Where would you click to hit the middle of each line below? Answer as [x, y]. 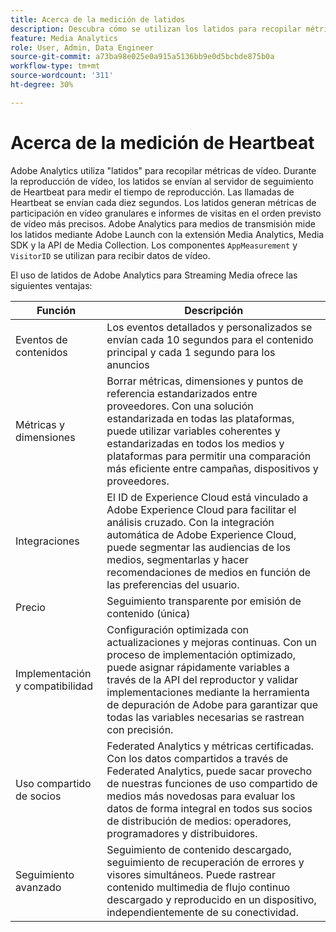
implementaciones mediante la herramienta [208, 692]
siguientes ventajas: [51, 285]
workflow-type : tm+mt [55, 66]
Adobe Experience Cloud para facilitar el [201, 509]
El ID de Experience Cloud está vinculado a [207, 497]
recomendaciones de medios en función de [209, 572]
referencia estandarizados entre [182, 393]
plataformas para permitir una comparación [209, 456]
